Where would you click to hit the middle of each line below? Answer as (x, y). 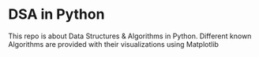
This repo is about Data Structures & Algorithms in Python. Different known (130, 36)
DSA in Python (56, 14)
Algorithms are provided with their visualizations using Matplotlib (114, 44)
